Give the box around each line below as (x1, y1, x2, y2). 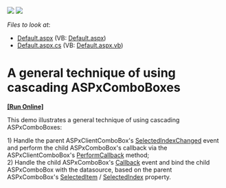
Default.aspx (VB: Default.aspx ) (16, 34, 106, 42)
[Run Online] (7, 102, 44, 110)
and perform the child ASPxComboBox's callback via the (7, 143, 168, 152)
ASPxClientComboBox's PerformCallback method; (7, 151, 150, 159)
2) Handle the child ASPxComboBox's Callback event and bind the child (7, 158, 210, 166)
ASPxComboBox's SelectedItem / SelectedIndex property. (7, 172, 172, 181)
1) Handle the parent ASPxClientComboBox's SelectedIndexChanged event (7, 136, 219, 144)
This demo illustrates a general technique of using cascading (7, 115, 180, 124)
